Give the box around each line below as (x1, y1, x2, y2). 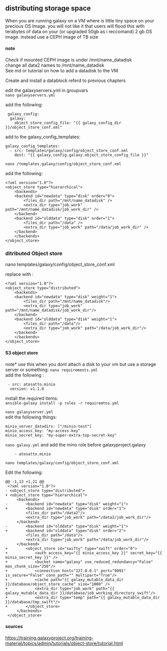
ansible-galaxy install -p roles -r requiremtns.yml (5, 401, 119, 406)
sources (5, 624, 23, 630)
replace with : (5, 271, 34, 277)
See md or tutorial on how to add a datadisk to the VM (5, 68, 118, 74)
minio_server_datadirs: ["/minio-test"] (5, 423, 92, 429)
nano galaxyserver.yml (5, 409, 53, 414)
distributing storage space (5, 4, 91, 13)
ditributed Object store (5, 249, 62, 257)
